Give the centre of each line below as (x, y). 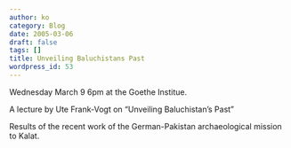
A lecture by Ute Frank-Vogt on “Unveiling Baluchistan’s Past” (121, 109)
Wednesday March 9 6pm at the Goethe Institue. (98, 92)
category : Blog (37, 26)
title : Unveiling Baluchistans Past (77, 58)
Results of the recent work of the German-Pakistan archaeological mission (145, 126)
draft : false (33, 42)
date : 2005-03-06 (41, 34)
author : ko (29, 17)
